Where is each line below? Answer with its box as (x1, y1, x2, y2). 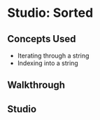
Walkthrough (7, 79, 65, 91)
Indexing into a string (17, 59, 78, 67)
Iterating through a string (17, 51, 90, 60)
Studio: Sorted (7, 5, 94, 21)
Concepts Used (7, 33, 76, 45)
